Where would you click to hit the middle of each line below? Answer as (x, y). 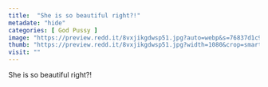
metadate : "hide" (37, 23)
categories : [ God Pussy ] (53, 30)
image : (19, 38)
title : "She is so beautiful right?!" (75, 15)
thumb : (19, 45)
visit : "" (25, 52)
